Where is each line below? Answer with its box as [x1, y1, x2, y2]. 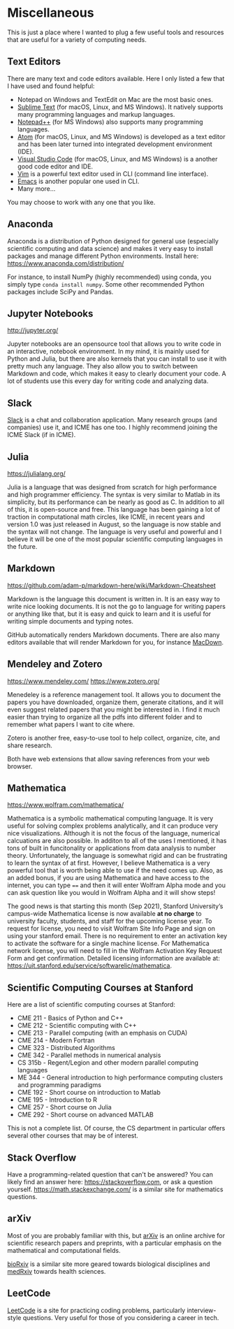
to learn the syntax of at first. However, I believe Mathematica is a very [7, 859, 211, 868]
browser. [7, 762, 33, 770]
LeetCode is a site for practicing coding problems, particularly [7, 1306, 186, 1314]
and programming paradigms [17, 1081, 101, 1089]
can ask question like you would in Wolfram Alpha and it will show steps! [7, 889, 216, 897]
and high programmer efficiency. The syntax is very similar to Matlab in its [7, 491, 221, 498]
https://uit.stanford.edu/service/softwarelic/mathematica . [7, 961, 173, 970]
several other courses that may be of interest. [7, 1131, 138, 1140]
